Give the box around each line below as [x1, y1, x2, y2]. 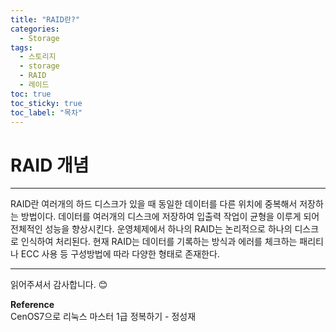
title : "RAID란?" [10, 14, 81, 25]
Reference [10, 299, 55, 311]
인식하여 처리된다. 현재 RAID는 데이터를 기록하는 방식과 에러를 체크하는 [20, 236, 298, 248]
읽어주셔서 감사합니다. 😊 [10, 279, 108, 291]
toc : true [10, 89, 52, 99]
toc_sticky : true [10, 98, 83, 108]
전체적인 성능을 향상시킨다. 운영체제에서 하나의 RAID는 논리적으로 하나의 [10, 223, 293, 235]
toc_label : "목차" [10, 107, 83, 118]
